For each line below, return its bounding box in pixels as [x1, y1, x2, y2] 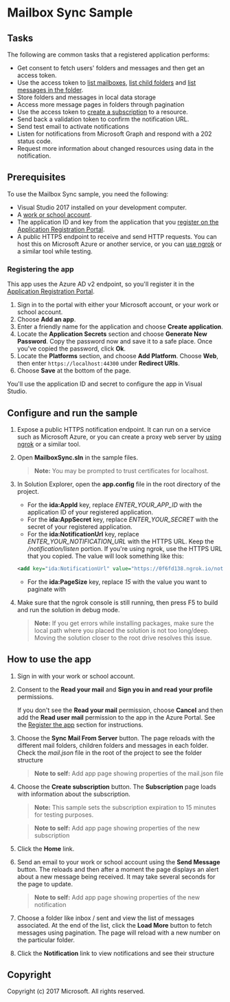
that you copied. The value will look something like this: [27, 552, 184, 560]
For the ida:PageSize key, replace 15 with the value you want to [27, 577, 207, 586]
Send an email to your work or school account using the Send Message [16, 857, 221, 866]
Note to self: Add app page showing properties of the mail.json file [34, 769, 224, 777]
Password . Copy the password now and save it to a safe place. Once [16, 337, 213, 346]
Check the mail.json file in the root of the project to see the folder [16, 749, 203, 757]
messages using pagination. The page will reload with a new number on [16, 928, 221, 937]
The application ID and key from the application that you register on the [16, 218, 219, 226]
